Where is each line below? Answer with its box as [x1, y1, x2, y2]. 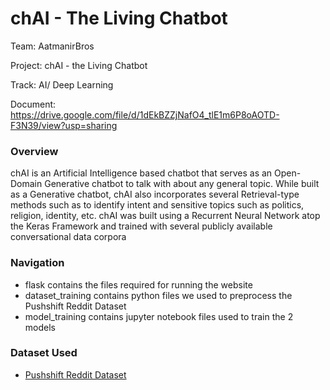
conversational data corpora [10, 231, 127, 243]
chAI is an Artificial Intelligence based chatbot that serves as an [10, 167, 273, 179]
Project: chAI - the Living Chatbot [10, 59, 148, 71]
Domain [10, 178, 43, 190]
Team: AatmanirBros [10, 40, 95, 52]
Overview [10, 144, 59, 158]
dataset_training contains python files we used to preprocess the [24, 289, 293, 301]
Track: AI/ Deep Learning [10, 78, 114, 91]
